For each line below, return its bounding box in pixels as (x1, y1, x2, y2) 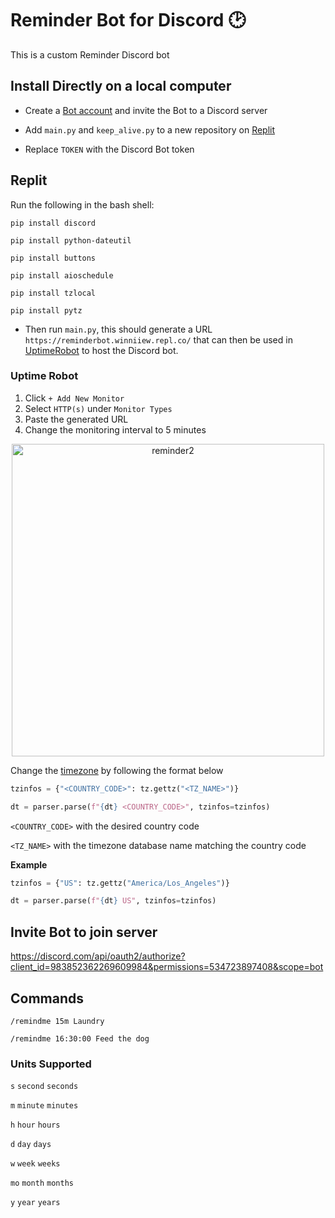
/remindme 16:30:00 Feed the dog (10, 1033, 150, 1044)
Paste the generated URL (24, 413, 129, 425)
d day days (10, 1140, 52, 1150)
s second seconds (10, 1082, 79, 1092)
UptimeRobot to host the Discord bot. (24, 344, 179, 356)
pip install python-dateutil (10, 235, 132, 246)
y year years (10, 1198, 61, 1208)
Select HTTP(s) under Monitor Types (24, 402, 173, 414)
